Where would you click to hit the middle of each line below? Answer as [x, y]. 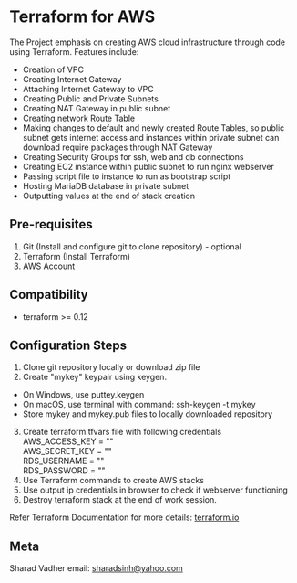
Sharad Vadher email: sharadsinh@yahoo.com [97, 568]
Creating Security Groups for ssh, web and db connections [133, 156]
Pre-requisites [51, 224]
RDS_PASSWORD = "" [64, 471]
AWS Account [49, 266]
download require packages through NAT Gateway [118, 147]
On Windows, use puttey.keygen [83, 395]
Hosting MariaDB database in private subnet [106, 185]
